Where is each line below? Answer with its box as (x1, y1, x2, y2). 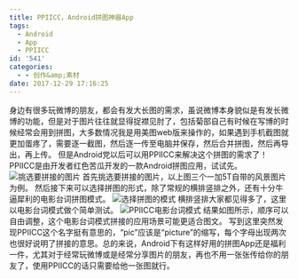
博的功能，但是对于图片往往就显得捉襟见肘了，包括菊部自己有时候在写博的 (9, 116, 281, 126)
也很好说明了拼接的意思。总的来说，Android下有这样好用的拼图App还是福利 (9, 237, 286, 249)
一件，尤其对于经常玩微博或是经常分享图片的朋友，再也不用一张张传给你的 (9, 249, 281, 259)
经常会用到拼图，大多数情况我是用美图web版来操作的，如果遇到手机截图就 (16, 126, 289, 138)
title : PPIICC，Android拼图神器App (9, 12, 135, 22)
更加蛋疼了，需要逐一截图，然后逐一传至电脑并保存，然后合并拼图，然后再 (9, 138, 281, 148)
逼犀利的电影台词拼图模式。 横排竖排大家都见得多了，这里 (9, 193, 286, 204)
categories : (9, 63, 53, 72)
